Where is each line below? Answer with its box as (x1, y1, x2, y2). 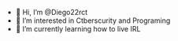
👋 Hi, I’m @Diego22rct (15, 8, 88, 17)
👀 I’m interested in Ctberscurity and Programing (15, 16, 171, 25)
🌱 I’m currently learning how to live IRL (15, 24, 141, 33)
